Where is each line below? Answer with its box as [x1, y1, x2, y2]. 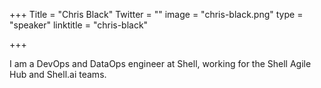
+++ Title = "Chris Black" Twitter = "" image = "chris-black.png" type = [9, 9, 304, 20]
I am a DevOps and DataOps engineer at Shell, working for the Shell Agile [9, 58, 312, 69]
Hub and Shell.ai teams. [9, 69, 107, 80]
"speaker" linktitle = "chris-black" [9, 19, 149, 31]
